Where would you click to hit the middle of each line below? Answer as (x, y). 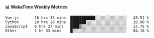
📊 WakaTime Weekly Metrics (36, 7)
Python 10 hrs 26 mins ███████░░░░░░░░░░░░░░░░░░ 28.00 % (77, 22)
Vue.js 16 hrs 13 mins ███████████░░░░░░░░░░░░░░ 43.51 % (77, 18)
